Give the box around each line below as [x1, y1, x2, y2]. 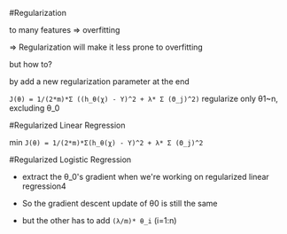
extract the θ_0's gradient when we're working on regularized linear [21, 172, 270, 182]
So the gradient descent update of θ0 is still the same [21, 199, 219, 208]
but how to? [9, 59, 53, 69]
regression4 [21, 181, 66, 191]
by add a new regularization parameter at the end [9, 76, 190, 87]
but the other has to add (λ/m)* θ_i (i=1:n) [21, 215, 177, 225]
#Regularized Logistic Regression [9, 154, 132, 165]
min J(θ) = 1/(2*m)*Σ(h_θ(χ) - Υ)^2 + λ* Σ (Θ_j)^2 [9, 137, 204, 147]
